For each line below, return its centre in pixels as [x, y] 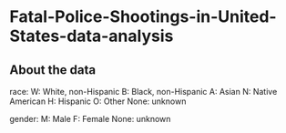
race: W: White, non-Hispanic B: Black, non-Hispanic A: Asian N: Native [143, 92]
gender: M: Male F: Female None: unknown [90, 119]
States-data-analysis [92, 36]
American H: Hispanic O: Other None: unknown [98, 101]
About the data [53, 70]
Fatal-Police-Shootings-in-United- [143, 17]
